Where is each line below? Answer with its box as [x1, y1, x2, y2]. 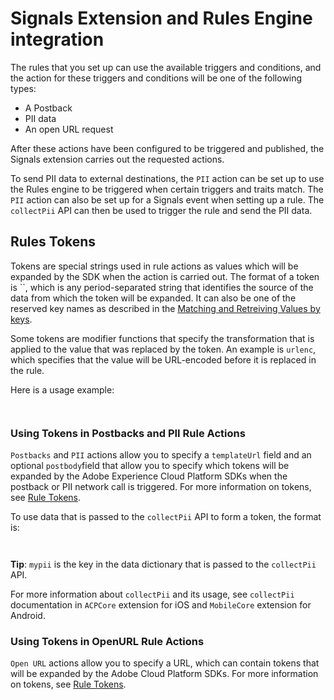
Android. [10, 610, 46, 622]
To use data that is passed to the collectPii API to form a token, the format [10, 511, 322, 523]
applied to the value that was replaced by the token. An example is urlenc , [10, 343, 317, 355]
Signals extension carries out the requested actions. [10, 153, 225, 165]
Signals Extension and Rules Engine [10, 7, 313, 30]
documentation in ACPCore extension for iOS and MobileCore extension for [10, 599, 312, 611]
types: [10, 82, 37, 94]
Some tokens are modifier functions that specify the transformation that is [10, 332, 315, 344]
